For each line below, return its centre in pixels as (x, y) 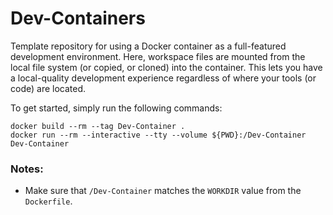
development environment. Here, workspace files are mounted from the (158, 56)
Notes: (27, 169)
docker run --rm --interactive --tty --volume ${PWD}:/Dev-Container (158, 135)
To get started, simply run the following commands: (116, 108)
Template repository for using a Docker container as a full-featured (148, 46)
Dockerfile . (48, 201)
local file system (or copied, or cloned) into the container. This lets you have (166, 67)
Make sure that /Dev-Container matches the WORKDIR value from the (163, 191)
